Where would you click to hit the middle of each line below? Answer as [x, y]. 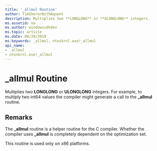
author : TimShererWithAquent [34, 14]
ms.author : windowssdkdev [31, 28]
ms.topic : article [23, 32]
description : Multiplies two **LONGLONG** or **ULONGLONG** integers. [78, 18]
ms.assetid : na [20, 23]
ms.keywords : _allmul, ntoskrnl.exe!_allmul [50, 41]
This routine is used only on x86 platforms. [48, 144]
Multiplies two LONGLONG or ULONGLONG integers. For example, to [73, 92]
